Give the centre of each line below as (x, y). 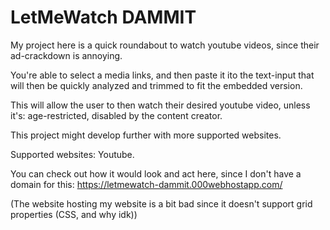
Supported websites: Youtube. (72, 154)
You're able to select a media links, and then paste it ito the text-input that (162, 75)
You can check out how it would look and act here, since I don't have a (156, 173)
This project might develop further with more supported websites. (146, 135)
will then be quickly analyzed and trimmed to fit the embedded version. (156, 85)
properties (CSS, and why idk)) (74, 214)
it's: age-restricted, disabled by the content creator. (116, 115)
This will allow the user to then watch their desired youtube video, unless (160, 105)
